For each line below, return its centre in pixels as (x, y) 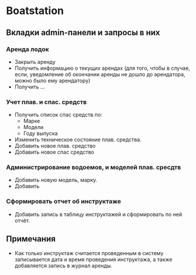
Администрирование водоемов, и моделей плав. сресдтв (94, 167)
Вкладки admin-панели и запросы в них (83, 33)
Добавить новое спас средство (54, 152)
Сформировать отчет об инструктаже (64, 202)
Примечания (31, 239)
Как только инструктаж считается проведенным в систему (89, 253)
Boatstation (35, 11)
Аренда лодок (28, 49)
